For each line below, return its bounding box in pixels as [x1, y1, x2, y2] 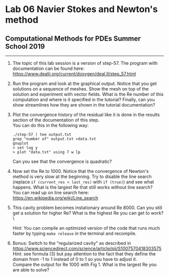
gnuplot [12, 141, 29, 146]
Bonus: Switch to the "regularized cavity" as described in [12, 240, 131, 246]
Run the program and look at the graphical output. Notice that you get [12, 80, 157, 86]
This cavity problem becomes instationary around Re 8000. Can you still [12, 205, 162, 211]
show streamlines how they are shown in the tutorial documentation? [12, 102, 155, 108]
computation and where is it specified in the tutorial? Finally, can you [12, 97, 155, 103]
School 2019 [5, 42, 45, 51]
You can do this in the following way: [12, 122, 89, 128]
